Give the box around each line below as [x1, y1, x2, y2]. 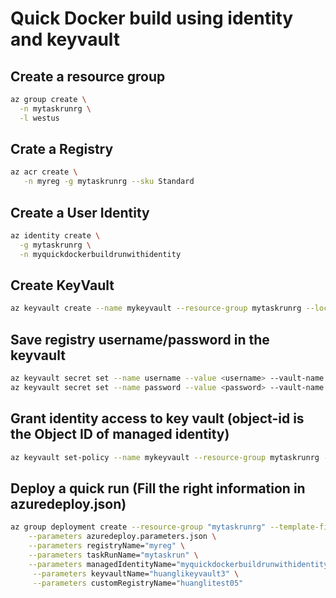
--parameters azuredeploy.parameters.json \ [28, 532, 217, 542]
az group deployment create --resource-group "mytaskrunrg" [10, 522, 267, 532]
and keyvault [10, 28, 121, 51]
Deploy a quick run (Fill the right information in [10, 480, 306, 497]
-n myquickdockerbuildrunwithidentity [19, 249, 182, 259]
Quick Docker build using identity [10, 7, 294, 30]
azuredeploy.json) [10, 495, 127, 512]
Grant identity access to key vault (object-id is [10, 410, 305, 427]
